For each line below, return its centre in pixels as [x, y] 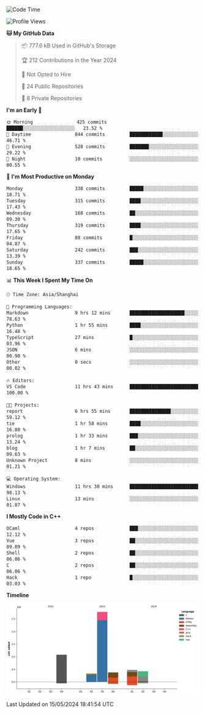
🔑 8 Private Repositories [52, 98]
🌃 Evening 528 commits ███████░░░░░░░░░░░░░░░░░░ [102, 147]
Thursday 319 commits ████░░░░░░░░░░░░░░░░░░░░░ [102, 226]
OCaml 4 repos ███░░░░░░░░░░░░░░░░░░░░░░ [102, 528]
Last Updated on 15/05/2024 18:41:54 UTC [60, 704]
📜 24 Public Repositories [52, 86]
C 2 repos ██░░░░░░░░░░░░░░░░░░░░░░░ [102, 565]
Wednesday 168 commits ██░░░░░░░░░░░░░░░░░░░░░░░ [102, 213]
